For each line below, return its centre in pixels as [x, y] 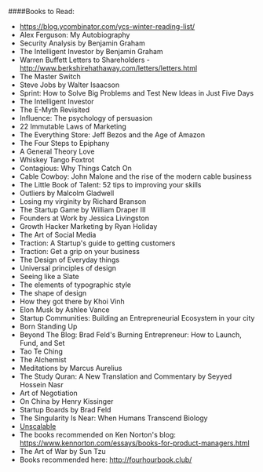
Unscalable [38, 426]
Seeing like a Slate [49, 276]
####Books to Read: [41, 11]
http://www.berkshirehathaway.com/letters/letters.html [108, 68]
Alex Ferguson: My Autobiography [75, 35]
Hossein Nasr [42, 385]
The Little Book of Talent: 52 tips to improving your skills [110, 185]
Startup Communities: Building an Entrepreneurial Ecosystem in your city [137, 318]
